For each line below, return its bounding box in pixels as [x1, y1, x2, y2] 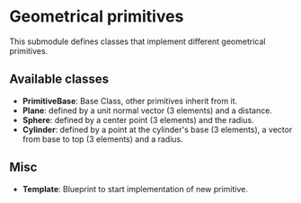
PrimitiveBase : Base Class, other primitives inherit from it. [22, 95, 238, 106]
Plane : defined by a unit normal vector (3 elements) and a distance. [22, 105, 272, 116]
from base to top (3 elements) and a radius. [22, 133, 184, 145]
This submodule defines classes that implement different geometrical [9, 36, 266, 47]
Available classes [9, 72, 110, 87]
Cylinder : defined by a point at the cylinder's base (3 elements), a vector [22, 124, 293, 135]
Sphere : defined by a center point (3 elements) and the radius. [22, 114, 254, 125]
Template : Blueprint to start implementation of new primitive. [22, 183, 249, 194]
